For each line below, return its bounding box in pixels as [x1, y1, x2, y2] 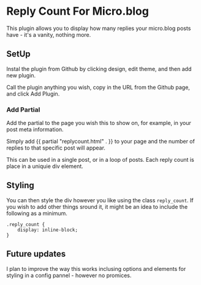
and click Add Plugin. [6, 90, 60, 97]
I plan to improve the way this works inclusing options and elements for [6, 265, 186, 272]
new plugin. [6, 72, 36, 79]
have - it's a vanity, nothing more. [6, 31, 91, 38]
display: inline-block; [17, 227, 78, 233]
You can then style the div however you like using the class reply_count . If [6, 196, 194, 203]
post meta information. [6, 126, 64, 133]
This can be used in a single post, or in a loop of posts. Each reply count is [6, 156, 194, 164]
